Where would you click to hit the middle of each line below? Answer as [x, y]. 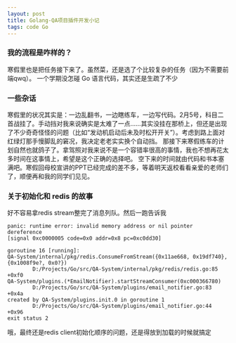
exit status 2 [28, 318]
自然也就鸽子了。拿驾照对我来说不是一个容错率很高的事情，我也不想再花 [118, 150]
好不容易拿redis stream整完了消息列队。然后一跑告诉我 [87, 213]
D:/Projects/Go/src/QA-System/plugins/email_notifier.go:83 [122, 288]
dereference [25, 233]
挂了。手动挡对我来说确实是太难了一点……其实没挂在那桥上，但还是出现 [123, 123]
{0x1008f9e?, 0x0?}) [38, 263]
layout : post [26, 14]
